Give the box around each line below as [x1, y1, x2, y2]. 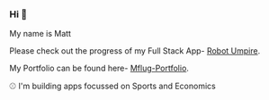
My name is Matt [9, 29, 72, 39]
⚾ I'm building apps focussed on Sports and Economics [9, 80, 216, 92]
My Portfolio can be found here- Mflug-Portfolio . [9, 62, 189, 74]
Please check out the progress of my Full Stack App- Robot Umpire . [9, 46, 261, 56]
